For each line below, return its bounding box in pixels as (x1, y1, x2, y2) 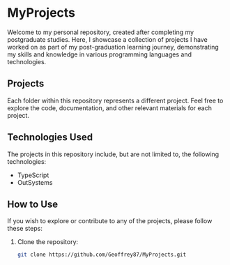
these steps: (7, 225, 43, 233)
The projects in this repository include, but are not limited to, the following (7, 150, 220, 158)
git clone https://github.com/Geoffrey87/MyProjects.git (17, 251, 187, 259)
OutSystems (17, 178, 53, 186)
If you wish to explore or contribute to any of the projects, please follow (7, 217, 213, 225)
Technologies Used (7, 131, 93, 144)
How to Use (7, 198, 59, 210)
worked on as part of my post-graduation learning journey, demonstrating (7, 43, 220, 51)
